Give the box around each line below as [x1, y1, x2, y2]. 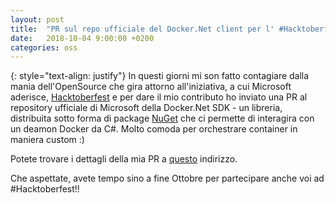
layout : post [10, 14, 65, 25]
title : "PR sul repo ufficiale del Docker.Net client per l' [10, 24, 275, 34]
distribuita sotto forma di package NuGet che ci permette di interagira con [10, 112, 315, 125]
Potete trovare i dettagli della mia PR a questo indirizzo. [10, 153, 238, 165]
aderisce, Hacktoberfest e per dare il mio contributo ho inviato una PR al [10, 91, 308, 103]
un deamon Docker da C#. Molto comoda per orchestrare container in [10, 123, 298, 135]
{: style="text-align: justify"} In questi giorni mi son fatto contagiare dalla [10, 70, 310, 82]
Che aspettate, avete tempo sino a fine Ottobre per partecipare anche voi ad [10, 172, 325, 185]
